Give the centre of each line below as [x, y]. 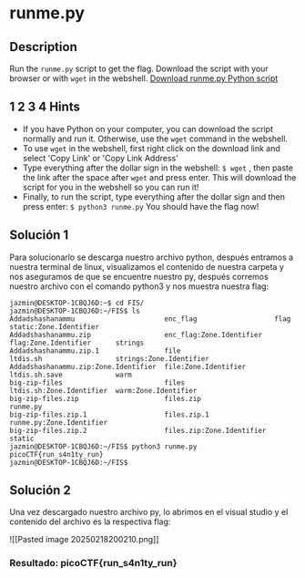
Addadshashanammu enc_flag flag [150, 319]
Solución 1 [39, 235]
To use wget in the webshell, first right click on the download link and [151, 148]
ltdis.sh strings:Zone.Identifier [109, 358]
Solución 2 [40, 490]
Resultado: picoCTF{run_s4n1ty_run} [93, 563]
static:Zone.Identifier [55, 326]
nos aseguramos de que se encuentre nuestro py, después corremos [139, 276]
